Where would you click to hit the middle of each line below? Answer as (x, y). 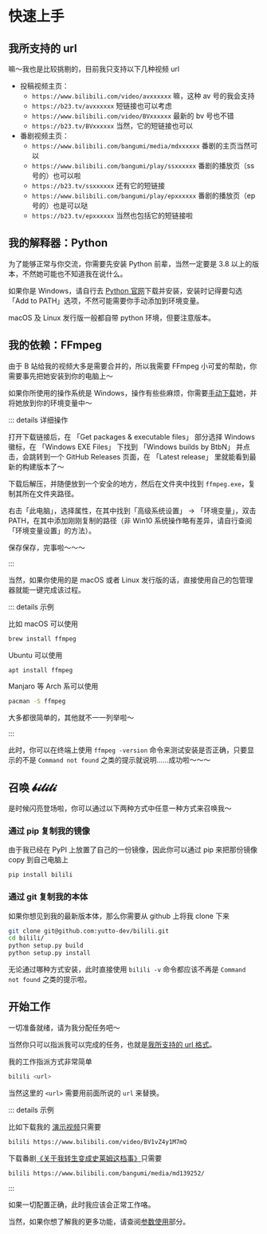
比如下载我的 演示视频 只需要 (55, 1126)
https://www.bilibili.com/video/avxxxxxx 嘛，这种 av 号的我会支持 (143, 96)
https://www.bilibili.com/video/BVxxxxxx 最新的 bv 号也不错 (133, 116)
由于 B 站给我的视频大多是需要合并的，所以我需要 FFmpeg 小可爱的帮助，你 (133, 366)
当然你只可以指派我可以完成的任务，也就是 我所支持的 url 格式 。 (112, 1044)
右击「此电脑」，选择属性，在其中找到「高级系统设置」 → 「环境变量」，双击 (132, 511)
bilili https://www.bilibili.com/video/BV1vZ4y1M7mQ (98, 1141)
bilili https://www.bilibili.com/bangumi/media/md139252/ (106, 1173)
